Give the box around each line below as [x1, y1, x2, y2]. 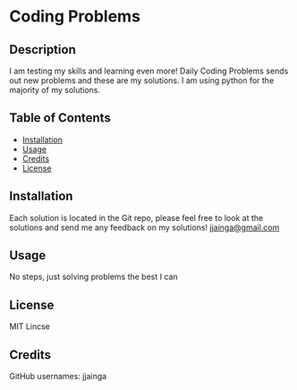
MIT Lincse [9, 321, 51, 332]
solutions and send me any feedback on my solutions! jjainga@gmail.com [9, 222, 280, 233]
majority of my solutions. [9, 85, 101, 95]
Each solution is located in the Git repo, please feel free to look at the [9, 212, 264, 223]
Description [9, 42, 76, 57]
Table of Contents [9, 110, 112, 126]
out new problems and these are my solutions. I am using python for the [9, 75, 275, 86]
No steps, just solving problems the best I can [9, 271, 178, 283]
